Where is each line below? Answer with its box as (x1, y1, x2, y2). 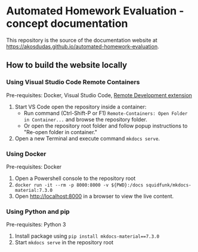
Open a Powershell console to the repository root (14, 175, 136, 182)
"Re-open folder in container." (23, 128, 97, 135)
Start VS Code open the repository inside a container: (14, 103, 147, 110)
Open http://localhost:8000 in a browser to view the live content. (14, 192, 174, 200)
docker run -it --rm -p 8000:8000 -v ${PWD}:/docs (14, 182, 144, 188)
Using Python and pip (6, 207, 70, 216)
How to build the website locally (6, 60, 127, 70)
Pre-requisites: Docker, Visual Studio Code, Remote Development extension (6, 91, 193, 99)
